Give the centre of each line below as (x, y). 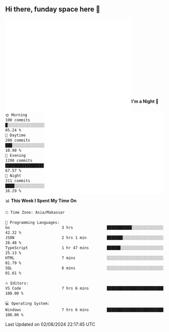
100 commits (18, 120)
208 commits (18, 140)
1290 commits (19, 160)
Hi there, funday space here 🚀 (53, 9)
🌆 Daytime (16, 135)
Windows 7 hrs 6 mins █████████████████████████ (84, 310)
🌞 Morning (16, 115)
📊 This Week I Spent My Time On (41, 200)
